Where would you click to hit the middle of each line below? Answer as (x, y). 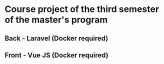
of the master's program (56, 20)
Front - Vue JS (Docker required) (56, 55)
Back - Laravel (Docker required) (56, 38)
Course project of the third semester (82, 9)
